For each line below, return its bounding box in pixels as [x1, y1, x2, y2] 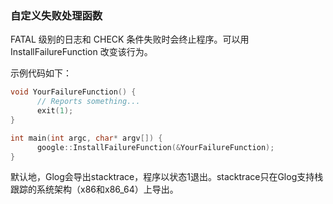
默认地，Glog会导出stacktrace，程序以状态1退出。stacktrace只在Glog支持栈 [10, 171, 324, 183]
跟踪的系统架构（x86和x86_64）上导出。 [10, 183, 179, 196]
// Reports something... [36, 97, 141, 107]
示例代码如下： [10, 67, 72, 79]
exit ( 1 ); [36, 106, 74, 116]
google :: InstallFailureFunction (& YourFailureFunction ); [36, 142, 275, 152]
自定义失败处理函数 [10, 8, 103, 22]
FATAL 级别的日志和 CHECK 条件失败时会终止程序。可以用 [10, 33, 250, 46]
